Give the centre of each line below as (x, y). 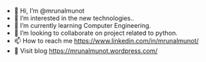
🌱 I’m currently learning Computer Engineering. (83, 25)
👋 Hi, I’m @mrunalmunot (49, 11)
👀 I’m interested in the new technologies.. (74, 18)
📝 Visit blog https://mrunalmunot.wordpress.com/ (86, 51)
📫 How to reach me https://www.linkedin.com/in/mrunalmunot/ (106, 41)
